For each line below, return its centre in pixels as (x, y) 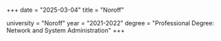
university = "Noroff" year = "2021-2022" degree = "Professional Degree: (110, 23)
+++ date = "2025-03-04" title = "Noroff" (65, 10)
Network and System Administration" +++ (66, 30)
